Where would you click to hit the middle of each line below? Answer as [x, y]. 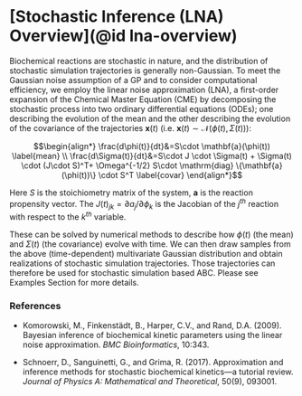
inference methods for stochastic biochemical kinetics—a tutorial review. [158, 372]
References [35, 306]
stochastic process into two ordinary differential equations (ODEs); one [142, 108]
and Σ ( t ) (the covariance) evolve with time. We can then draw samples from [150, 244]
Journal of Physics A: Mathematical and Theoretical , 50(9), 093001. [150, 382]
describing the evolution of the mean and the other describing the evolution [150, 118]
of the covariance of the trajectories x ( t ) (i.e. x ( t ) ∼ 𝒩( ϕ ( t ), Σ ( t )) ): [130, 127]
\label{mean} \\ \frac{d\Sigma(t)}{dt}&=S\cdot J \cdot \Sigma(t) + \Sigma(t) [152, 156]
